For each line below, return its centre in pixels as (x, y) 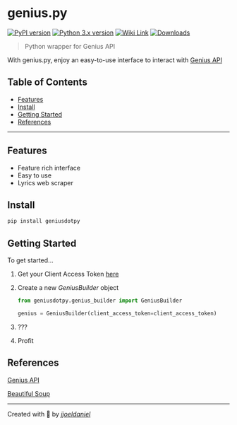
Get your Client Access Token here (68, 274)
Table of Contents (48, 82)
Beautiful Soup (29, 393)
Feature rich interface (49, 168)
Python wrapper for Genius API (69, 46)
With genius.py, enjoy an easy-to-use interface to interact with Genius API (115, 60)
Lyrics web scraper (45, 182)
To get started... (31, 260)
